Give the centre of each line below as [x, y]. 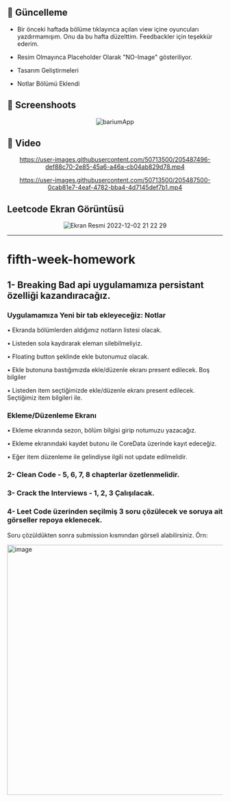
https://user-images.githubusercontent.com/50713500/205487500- [115, 180]
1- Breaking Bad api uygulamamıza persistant [105, 285]
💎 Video [24, 144]
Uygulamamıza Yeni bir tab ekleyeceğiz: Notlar [87, 315]
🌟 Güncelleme [38, 13]
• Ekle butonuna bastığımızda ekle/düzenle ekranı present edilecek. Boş [108, 370]
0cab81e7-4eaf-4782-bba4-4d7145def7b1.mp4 [115, 187]
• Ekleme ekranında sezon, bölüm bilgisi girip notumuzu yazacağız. [102, 430]
